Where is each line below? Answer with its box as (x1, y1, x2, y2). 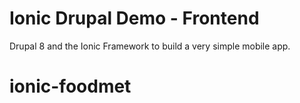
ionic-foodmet (9, 75, 132, 98)
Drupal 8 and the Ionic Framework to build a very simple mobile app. (9, 40, 291, 52)
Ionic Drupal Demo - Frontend (9, 7, 260, 30)
